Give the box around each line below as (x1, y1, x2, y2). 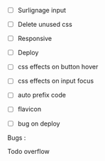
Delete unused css (17, 20, 72, 29)
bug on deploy (17, 119, 60, 128)
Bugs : (7, 133, 26, 142)
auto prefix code (17, 91, 66, 100)
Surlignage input (17, 6, 66, 14)
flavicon (17, 105, 41, 114)
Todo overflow (7, 147, 50, 155)
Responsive (17, 35, 52, 43)
